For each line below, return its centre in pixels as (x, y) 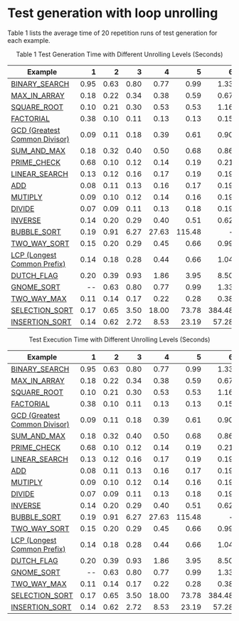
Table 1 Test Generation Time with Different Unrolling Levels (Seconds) (119, 54)
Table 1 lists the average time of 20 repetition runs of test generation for (112, 33)
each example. (29, 40)
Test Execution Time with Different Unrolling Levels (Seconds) (119, 339)
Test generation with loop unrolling (113, 13)
